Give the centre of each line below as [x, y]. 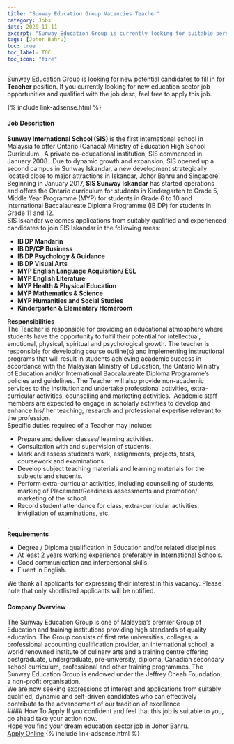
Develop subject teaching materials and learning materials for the [111, 468]
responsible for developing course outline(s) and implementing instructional [116, 351]
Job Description [31, 124]
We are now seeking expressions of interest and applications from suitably [114, 689]
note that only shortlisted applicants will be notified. [81, 590]
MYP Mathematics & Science [60, 293]
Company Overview [37, 607]
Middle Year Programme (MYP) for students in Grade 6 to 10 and [100, 198]
